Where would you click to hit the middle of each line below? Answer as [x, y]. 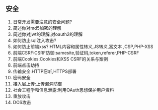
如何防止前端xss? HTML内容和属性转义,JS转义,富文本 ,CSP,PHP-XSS [83, 47]
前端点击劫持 [26, 65]
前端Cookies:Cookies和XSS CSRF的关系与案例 [60, 59]
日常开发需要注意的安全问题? [42, 22]
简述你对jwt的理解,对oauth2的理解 [48, 34]
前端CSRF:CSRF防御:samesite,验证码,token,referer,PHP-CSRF [76, 53]
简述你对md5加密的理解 [37, 28]
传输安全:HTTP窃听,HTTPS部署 [44, 71]
